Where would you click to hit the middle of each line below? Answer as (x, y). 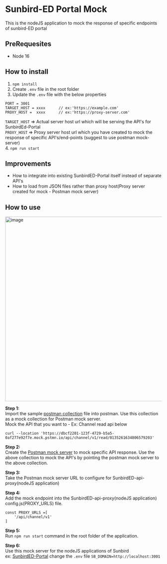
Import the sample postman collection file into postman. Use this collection (82, 414)
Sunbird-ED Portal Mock (56, 9)
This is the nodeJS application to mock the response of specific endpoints (81, 23)
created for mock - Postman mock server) (55, 192)
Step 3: (13, 473)
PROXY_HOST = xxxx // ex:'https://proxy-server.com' (68, 112)
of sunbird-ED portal (26, 28)
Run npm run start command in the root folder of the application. (72, 536)
